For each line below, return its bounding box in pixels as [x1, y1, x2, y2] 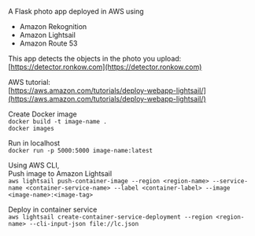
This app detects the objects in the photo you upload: [8, 54, 182, 63]
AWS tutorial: [8, 78, 51, 87]
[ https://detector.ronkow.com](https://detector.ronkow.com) [8, 62, 202, 72]
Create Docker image [8, 109, 77, 119]
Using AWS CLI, [8, 160, 60, 170]
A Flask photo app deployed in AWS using [8, 7, 144, 16]
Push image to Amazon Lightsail [8, 169, 113, 178]
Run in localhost [8, 138, 61, 148]
